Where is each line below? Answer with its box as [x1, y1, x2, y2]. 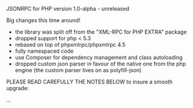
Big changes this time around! [6, 17, 80, 23]
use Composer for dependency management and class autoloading [14, 54, 183, 61]
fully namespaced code [14, 47, 74, 55]
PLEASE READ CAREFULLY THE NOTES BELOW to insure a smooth [6, 78, 173, 85]
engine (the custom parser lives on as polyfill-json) [14, 67, 142, 74]
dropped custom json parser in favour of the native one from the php [14, 60, 186, 67]
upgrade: [6, 85, 29, 92]
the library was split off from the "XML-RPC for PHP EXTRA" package [14, 28, 187, 35]
